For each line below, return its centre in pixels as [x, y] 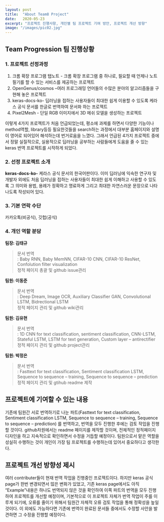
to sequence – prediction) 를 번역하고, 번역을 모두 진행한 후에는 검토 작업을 [78, 424]
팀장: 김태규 [16, 243]
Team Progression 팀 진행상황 [50, 49]
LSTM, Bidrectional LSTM [43, 302]
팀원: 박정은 [16, 355]
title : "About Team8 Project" [37, 14]
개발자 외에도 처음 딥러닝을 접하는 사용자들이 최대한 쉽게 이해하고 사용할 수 [76, 179]
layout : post [18, 10]
